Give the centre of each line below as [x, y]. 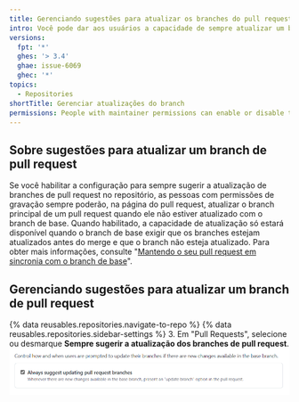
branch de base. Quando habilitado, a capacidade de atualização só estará [147, 224]
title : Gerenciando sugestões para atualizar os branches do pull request [151, 19]
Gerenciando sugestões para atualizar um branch [149, 289]
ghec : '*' [35, 76]
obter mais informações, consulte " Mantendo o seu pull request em [133, 252]
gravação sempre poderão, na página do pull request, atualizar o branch [142, 204]
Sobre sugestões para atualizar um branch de [138, 150]
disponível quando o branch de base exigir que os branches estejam [135, 233]
